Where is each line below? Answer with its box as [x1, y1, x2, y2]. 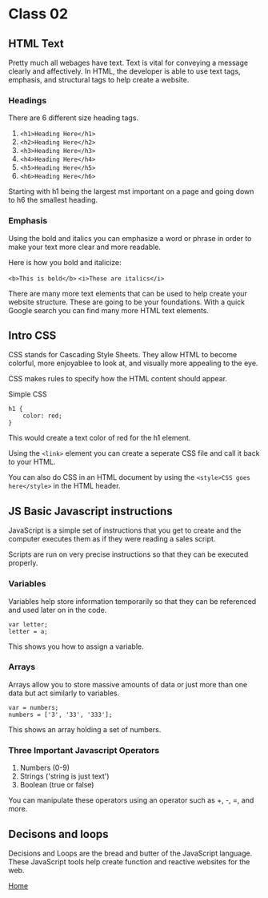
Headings [8, 95, 47, 106]
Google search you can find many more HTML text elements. [8, 305, 210, 315]
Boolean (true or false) [19, 780, 94, 790]
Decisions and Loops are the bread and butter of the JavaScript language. [8, 848, 253, 858]
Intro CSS [8, 328, 57, 342]
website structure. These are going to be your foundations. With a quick [8, 297, 246, 307]
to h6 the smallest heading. [8, 195, 98, 205]
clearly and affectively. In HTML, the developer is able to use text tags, [8, 66, 242, 76]
